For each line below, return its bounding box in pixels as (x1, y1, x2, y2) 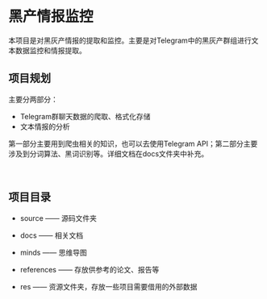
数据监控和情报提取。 (15, 45, 86, 55)
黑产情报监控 (8, 7, 94, 26)
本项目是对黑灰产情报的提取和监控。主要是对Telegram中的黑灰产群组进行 (8, 35, 252, 45)
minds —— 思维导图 (19, 247, 87, 257)
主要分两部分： (8, 94, 58, 104)
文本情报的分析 (19, 122, 70, 131)
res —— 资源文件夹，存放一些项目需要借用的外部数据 (19, 281, 198, 291)
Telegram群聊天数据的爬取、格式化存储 (19, 111, 151, 121)
